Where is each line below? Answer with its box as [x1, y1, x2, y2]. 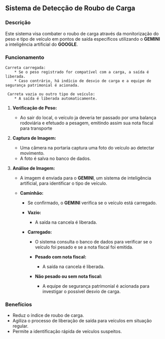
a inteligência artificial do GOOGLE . [5, 41, 78, 47]
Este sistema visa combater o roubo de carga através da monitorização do [5, 30, 159, 37]
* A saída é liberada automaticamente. [14, 96, 98, 101]
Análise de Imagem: [12, 165, 55, 171]
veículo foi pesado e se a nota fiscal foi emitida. [35, 244, 134, 250]
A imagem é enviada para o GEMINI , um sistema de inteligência [20, 175, 151, 181]
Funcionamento [5, 54, 44, 61]
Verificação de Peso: [12, 105, 57, 111]
